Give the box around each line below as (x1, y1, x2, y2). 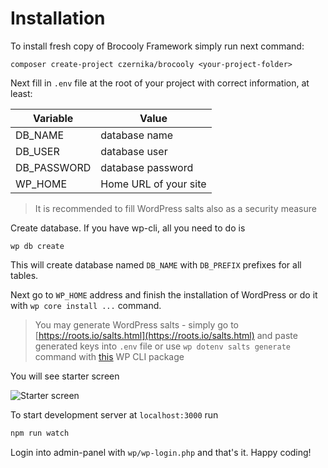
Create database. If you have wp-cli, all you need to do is (10, 222, 246, 234)
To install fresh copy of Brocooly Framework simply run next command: (10, 40, 305, 52)
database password (100, 160, 194, 174)
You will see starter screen (10, 370, 120, 382)
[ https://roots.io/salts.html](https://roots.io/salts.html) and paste (34, 329, 298, 341)
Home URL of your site (100, 177, 207, 191)
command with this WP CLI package (34, 350, 185, 362)
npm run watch (10, 428, 70, 438)
